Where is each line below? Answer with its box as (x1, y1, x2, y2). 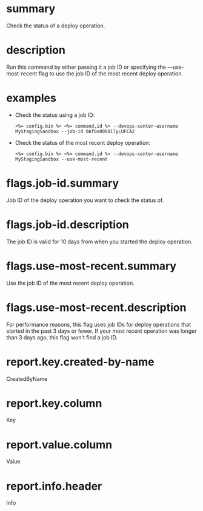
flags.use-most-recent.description (6, 301, 187, 315)
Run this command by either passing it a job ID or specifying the (6, 63, 167, 71)
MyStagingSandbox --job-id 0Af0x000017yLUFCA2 (15, 128, 135, 134)
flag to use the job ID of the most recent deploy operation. (38, 69, 184, 77)
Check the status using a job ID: (15, 111, 95, 119)
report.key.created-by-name (6, 355, 155, 369)
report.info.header (6, 479, 102, 493)
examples (6, 91, 56, 105)
